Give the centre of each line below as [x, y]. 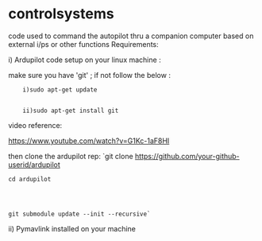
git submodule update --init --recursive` [79, 214]
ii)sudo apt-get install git [71, 111]
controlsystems [61, 14]
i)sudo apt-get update [60, 89]
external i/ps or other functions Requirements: [83, 44]
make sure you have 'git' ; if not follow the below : [89, 75]
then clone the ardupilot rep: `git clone [71, 156]
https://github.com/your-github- [187, 156]
